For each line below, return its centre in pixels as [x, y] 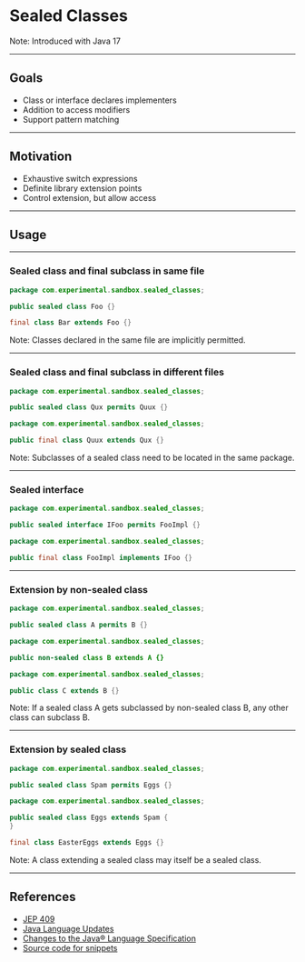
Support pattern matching [71, 119]
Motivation [41, 157]
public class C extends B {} [64, 691]
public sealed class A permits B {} [79, 625]
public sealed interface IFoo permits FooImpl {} [105, 525]
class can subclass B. [50, 717]
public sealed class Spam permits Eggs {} [91, 785]
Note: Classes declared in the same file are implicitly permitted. [128, 340]
